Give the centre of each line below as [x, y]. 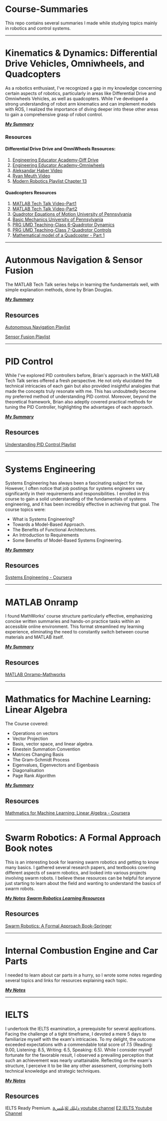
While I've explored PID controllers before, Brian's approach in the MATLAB [82, 375]
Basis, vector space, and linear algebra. [53, 744]
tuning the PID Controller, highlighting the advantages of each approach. [79, 407]
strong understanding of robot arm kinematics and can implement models [81, 104]
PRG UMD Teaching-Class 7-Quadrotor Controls [62, 230]
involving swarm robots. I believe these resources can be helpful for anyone [83, 878]
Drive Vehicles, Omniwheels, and [75, 64]
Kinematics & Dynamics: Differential [81, 53]
